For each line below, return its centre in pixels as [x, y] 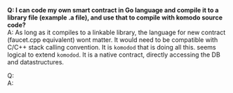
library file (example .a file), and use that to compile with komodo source [115, 17]
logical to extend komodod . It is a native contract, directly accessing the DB [114, 55]
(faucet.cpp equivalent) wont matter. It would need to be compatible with [113, 40]
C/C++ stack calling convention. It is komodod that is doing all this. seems [112, 47]
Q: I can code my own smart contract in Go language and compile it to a [113, 10]
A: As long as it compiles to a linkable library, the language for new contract [116, 32]
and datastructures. [36, 62]
